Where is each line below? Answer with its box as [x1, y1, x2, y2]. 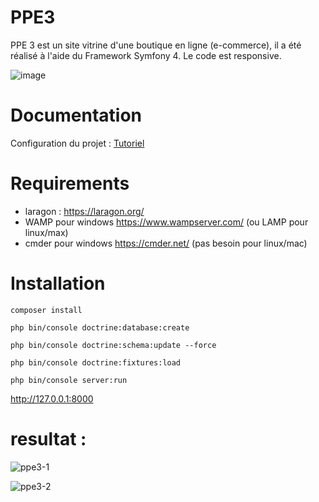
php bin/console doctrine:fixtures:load [10, 357, 182, 368]
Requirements [10, 172, 130, 195]
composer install [10, 305, 83, 315]
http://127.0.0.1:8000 [10, 392, 94, 405]
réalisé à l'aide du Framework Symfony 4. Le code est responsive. [10, 49, 282, 61]
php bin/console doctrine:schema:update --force [10, 340, 217, 350]
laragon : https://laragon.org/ [24, 205, 145, 217]
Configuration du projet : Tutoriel [10, 137, 145, 149]
